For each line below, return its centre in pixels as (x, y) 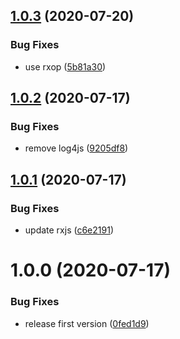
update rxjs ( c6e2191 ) (69, 230)
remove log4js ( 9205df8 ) (76, 148)
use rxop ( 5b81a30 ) (65, 66)
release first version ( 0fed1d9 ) (87, 323)
